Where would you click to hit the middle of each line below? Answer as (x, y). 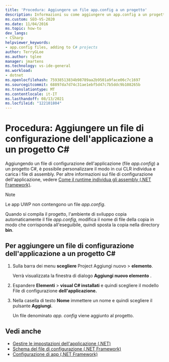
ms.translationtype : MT (30, 89)
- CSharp (14, 38)
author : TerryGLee (24, 52)
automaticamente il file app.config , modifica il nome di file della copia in (80, 220)
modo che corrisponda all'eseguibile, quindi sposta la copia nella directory (82, 225)
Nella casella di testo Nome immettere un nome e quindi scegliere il (82, 300)
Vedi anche (23, 332)
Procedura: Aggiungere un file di (75, 128)
